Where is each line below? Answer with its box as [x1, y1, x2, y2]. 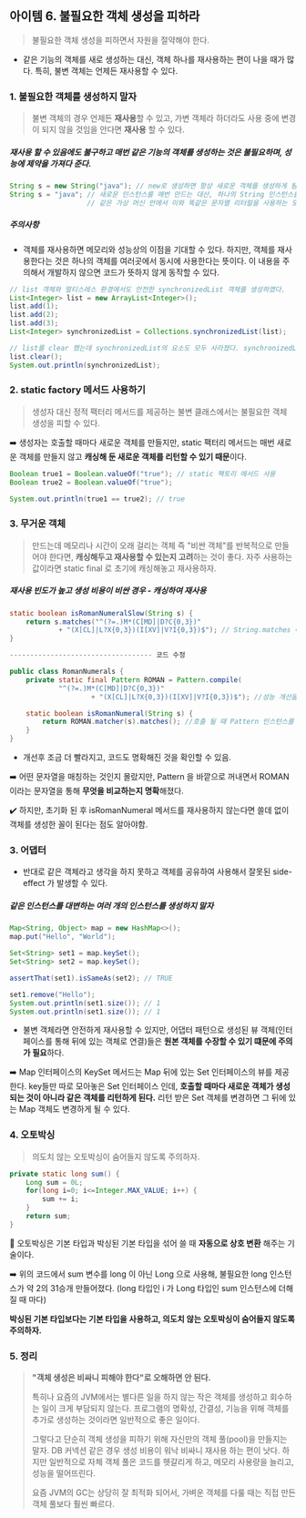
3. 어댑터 [9, 844, 47, 857]
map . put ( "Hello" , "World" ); [9, 932, 117, 942]
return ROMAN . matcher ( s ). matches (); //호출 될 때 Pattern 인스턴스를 [42, 718, 294, 727]
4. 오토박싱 [9, 1128, 56, 1141]
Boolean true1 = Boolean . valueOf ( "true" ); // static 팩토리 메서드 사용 [9, 469, 276, 478]
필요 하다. [31, 1047, 65, 1058]
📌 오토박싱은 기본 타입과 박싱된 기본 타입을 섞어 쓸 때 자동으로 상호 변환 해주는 [9, 1238, 286, 1248]
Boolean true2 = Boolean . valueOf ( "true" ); [9, 477, 173, 487]
